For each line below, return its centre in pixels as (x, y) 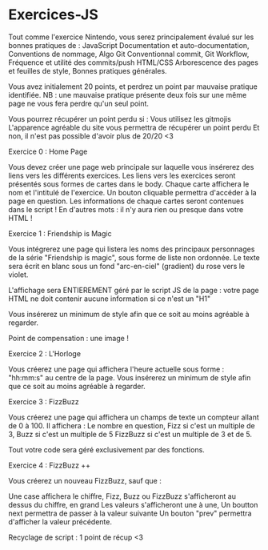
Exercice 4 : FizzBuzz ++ (49, 465)
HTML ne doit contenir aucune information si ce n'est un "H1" (109, 299)
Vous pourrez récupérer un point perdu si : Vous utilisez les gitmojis (120, 118)
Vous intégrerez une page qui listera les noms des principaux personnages (132, 249)
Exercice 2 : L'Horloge (45, 353)
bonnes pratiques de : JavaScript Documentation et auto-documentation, (129, 45)
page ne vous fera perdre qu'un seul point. (79, 103)
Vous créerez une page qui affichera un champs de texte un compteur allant (134, 417)
